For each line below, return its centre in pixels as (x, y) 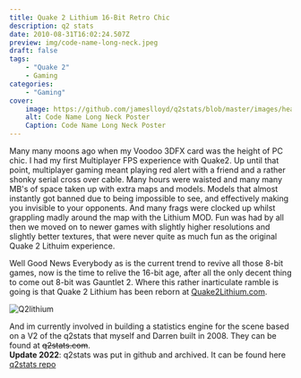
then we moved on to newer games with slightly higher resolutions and (140, 227)
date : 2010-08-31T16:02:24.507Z (69, 34)
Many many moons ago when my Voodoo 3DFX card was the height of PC (146, 151)
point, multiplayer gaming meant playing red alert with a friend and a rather (148, 170)
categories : (31, 84)
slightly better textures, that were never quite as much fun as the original (143, 236)
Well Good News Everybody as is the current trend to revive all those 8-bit (146, 263)
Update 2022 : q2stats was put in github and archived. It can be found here (148, 355)
